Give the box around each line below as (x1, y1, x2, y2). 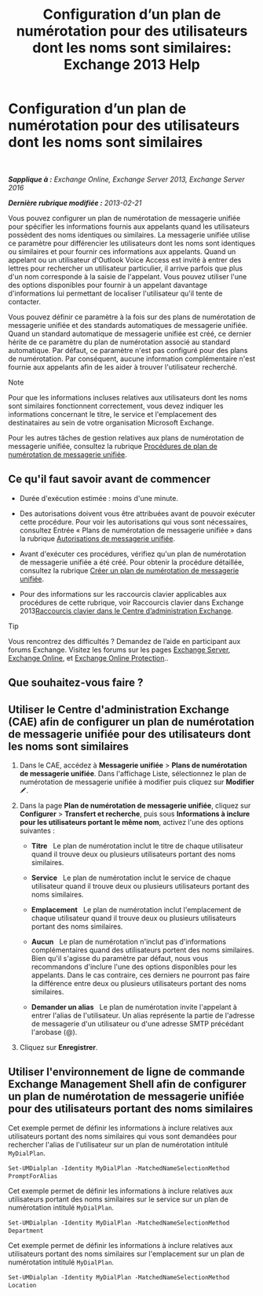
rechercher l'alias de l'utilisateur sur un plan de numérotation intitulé (8, 1140, 228, 1149)
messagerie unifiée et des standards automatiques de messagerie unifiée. (8, 320, 248, 330)
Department (8, 1227, 44, 1235)
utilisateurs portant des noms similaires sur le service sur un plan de (8, 1194, 229, 1204)
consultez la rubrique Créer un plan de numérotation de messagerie (19, 565, 239, 575)
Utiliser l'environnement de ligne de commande (8, 1066, 246, 1079)
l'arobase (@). (31, 1027, 78, 1036)
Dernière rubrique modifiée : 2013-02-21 (8, 198, 142, 208)
